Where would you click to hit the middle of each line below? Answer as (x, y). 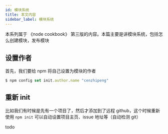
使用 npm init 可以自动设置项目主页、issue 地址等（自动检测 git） (73, 117)
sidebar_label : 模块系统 (30, 19)
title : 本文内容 (21, 15)
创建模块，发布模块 (29, 40)
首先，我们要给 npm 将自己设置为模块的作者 (51, 71)
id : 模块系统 (17, 10)
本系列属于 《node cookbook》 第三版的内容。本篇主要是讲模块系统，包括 (82, 34)
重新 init (18, 97)
